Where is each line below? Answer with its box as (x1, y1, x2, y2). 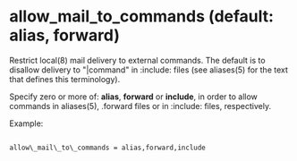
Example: (9, 118, 44, 129)
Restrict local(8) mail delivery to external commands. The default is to (9, 55, 266, 65)
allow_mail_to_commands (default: (9, 6, 275, 27)
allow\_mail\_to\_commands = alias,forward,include (9, 143, 206, 152)
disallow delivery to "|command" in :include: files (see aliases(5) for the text (9, 64, 289, 75)
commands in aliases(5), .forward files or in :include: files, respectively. (9, 100, 271, 111)
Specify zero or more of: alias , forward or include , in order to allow (9, 91, 258, 102)
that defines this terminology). (9, 73, 121, 84)
